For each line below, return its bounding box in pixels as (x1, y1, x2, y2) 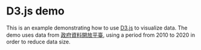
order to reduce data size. (6, 38, 71, 45)
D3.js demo (6, 4, 65, 18)
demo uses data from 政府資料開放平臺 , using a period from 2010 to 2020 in (6, 31, 196, 39)
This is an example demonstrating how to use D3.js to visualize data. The (6, 24, 188, 31)
